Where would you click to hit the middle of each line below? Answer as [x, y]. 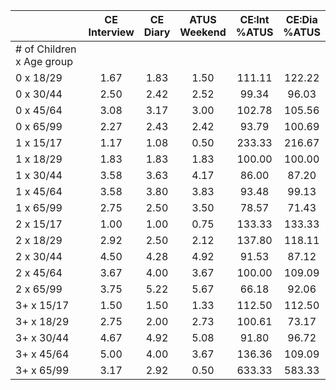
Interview [111, 32]
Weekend [203, 32]
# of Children [46, 49]
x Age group [44, 61]
